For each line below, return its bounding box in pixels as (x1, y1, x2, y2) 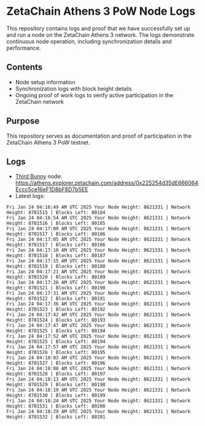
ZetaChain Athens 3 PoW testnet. (6, 138, 90, 146)
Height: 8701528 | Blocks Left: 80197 (6, 371, 106, 377)
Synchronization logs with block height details (15, 85, 132, 92)
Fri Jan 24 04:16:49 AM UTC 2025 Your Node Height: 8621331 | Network (6, 204, 191, 210)
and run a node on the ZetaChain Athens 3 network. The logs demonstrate (6, 31, 195, 38)
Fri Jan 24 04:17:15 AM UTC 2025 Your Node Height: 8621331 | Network (6, 258, 191, 264)
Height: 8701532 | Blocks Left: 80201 (6, 414, 106, 420)
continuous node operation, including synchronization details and (6, 37, 172, 45)
